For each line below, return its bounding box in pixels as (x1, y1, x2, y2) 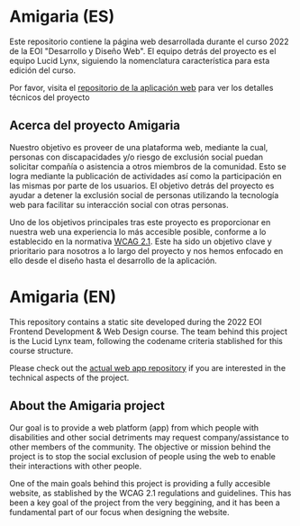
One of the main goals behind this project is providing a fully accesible (9, 477, 271, 488)
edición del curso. (9, 65, 77, 76)
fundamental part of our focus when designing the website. (9, 506, 230, 517)
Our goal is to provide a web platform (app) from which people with (9, 422, 259, 433)
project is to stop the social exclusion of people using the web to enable (9, 450, 277, 461)
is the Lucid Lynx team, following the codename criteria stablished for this (9, 335, 284, 346)
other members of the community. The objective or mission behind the (9, 441, 271, 452)
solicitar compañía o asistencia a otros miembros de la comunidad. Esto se (9, 160, 286, 172)
